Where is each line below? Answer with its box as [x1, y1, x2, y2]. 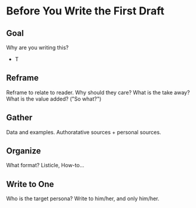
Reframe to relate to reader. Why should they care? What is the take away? [6, 89, 190, 96]
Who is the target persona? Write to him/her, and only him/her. [6, 195, 160, 202]
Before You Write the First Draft [6, 4, 164, 18]
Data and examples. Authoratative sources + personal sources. [6, 128, 161, 135]
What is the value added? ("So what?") [6, 95, 102, 103]
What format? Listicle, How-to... [6, 162, 85, 169]
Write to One [6, 179, 54, 189]
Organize [6, 146, 41, 156]
